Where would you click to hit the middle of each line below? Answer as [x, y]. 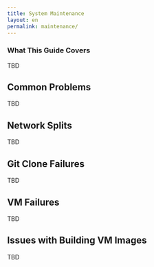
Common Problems [49, 87]
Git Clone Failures [46, 164]
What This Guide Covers [49, 50]
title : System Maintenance [46, 13]
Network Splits [40, 125]
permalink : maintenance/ [43, 26]
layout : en [23, 20]
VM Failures [33, 202]
